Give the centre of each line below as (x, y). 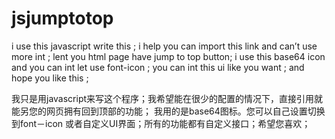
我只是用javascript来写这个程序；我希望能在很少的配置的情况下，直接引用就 (167, 98)
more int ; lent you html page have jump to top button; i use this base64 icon (168, 56)
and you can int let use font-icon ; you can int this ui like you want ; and (158, 67)
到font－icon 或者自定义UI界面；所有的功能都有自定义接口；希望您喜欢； (161, 123)
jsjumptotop (62, 18)
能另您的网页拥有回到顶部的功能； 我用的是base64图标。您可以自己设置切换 (168, 111)
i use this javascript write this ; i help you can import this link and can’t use (164, 46)
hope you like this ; (50, 78)
